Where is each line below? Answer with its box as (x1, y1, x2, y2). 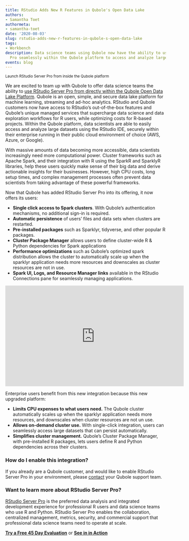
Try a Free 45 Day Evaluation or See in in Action (5, 530, 108, 536)
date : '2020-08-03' (5, 31, 47, 36)
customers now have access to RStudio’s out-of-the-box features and (5, 104, 152, 110)
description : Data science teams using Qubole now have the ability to (5, 50, 160, 55)
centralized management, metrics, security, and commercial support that (5, 514, 158, 521)
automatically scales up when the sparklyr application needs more (12, 411, 152, 417)
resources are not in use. (12, 264, 65, 271)
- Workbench (5, 46, 31, 51)
